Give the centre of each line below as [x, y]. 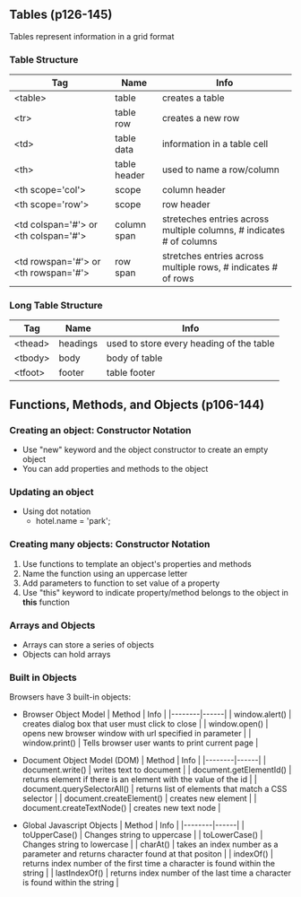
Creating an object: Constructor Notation [100, 430]
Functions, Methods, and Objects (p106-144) [137, 404]
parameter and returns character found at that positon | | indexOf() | [147, 854]
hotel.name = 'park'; [73, 521]
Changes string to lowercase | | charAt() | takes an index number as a [150, 845]
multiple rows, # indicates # [220, 267]
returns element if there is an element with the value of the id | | [139, 779]
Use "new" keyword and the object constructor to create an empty [145, 450]
